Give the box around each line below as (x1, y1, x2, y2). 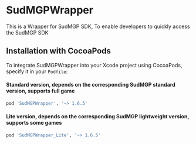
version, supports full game (6, 87, 75, 94)
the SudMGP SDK (6, 29, 49, 36)
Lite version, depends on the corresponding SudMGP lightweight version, (6, 113, 190, 120)
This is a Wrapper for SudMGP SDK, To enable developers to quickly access (6, 23, 190, 30)
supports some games (6, 119, 62, 126)
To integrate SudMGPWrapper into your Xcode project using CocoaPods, (6, 61, 183, 68)
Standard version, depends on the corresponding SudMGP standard (6, 81, 175, 88)
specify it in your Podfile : (6, 68, 68, 75)
